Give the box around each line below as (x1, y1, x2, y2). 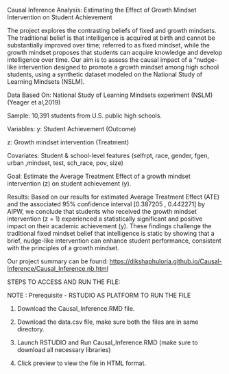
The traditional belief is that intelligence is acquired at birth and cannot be (7, 34, 216, 42)
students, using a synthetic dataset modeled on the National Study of (7, 70, 203, 78)
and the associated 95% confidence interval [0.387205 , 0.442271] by (7, 200, 206, 208)
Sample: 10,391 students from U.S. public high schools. (7, 111, 162, 120)
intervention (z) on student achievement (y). (7, 179, 132, 188)
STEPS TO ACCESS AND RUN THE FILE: (7, 278, 121, 286)
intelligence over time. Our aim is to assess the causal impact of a (7, 56, 193, 64)
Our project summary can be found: (7, 257, 108, 265)
